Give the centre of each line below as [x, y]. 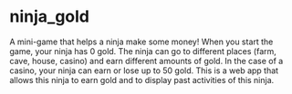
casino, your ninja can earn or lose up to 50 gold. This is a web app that [144, 70]
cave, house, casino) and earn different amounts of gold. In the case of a [146, 61]
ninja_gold [49, 17]
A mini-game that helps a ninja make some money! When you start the [141, 42]
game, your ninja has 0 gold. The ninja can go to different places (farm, [143, 51]
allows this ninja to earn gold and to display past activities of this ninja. [142, 80]
